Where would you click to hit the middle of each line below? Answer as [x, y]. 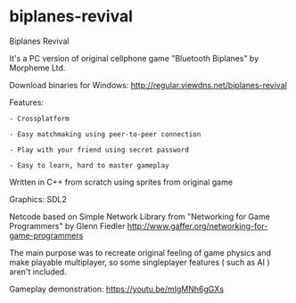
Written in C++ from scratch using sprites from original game [121, 182]
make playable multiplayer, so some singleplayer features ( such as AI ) [140, 262]
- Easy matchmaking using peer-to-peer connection [105, 134]
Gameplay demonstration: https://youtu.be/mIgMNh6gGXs [117, 289]
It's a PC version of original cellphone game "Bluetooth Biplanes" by [134, 58]
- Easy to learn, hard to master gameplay [89, 165]
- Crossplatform [39, 119]
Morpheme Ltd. [37, 68]
